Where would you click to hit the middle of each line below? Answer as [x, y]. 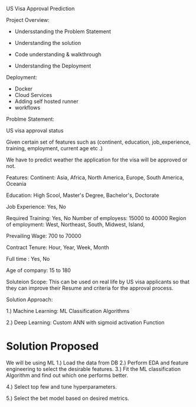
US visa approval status [35, 130]
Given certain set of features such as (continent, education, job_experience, [98, 142]
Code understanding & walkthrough [58, 54]
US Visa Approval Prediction [40, 9]
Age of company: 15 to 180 [38, 270]
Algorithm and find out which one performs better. [67, 375]
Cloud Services [33, 95]
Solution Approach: [30, 299]
